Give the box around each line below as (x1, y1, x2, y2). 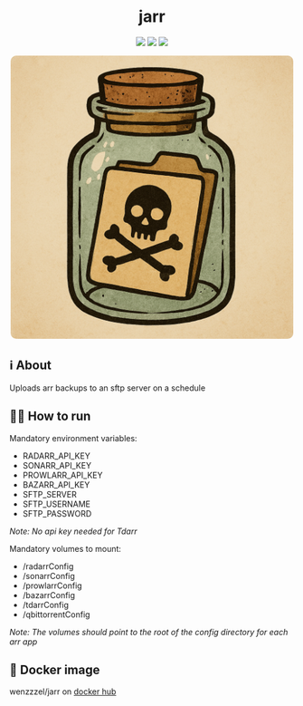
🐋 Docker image (9, 662, 100, 677)
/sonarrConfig (22, 570, 75, 581)
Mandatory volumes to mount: (9, 543, 122, 554)
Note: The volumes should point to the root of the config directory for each (9, 626, 289, 637)
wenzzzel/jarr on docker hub (9, 686, 117, 697)
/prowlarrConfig (22, 580, 83, 591)
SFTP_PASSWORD (22, 508, 92, 518)
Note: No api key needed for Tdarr (9, 526, 137, 537)
